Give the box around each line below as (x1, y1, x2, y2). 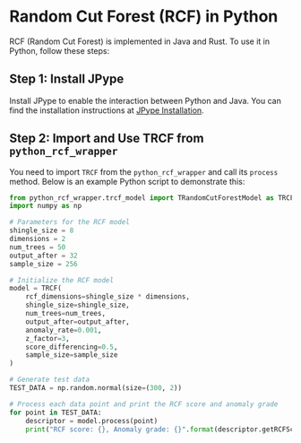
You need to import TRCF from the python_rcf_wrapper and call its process (9, 166, 279, 177)
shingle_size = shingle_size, (25, 300, 130, 310)
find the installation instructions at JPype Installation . (9, 105, 204, 116)
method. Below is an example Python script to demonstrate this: (9, 176, 245, 187)
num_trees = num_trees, (25, 309, 106, 318)
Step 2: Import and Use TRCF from (9, 131, 204, 146)
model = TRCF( (9, 284, 63, 293)
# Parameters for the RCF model (9, 218, 130, 227)
